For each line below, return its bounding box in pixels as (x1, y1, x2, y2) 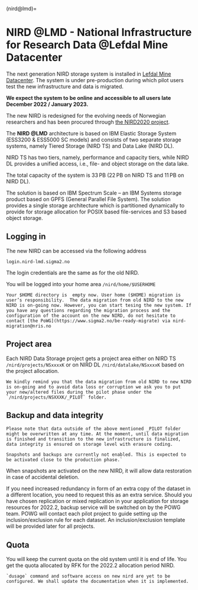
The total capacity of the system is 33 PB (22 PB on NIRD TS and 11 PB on (6, 171, 184, 179)
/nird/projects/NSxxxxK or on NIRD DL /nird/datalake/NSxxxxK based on (6, 361, 184, 368)
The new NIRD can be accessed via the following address (6, 247, 147, 254)
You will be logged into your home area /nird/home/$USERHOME (6, 280, 156, 287)
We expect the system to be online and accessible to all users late (6, 94, 171, 101)
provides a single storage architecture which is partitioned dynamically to (6, 202, 185, 209)
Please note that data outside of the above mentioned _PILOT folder (6, 426, 181, 432)
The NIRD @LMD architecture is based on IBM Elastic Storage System (6, 129, 177, 137)
